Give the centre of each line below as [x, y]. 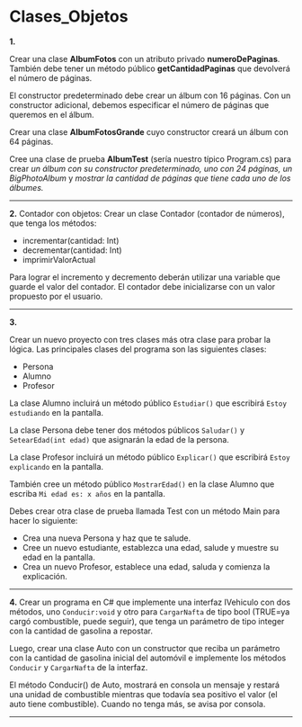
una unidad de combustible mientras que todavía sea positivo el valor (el [143, 694]
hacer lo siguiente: [44, 520]
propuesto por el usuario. [56, 296]
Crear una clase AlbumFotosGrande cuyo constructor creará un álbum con [149, 131]
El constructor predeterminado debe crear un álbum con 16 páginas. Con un [150, 95]
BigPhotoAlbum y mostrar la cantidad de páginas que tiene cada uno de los [150, 178]
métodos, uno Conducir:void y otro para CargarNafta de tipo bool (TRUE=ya [150, 611]
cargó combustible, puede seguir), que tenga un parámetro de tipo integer [147, 621]
